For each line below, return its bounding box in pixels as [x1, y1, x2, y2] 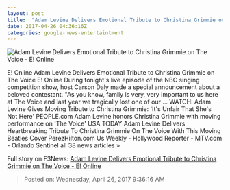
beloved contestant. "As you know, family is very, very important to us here [7, 91, 219, 99]
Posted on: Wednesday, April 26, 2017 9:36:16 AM [23, 176, 165, 184]
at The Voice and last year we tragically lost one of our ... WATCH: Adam [7, 97, 211, 106]
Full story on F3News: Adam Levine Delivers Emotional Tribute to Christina [7, 155, 217, 163]
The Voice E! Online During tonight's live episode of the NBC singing [7, 76, 200, 84]
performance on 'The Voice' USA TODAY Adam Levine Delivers [7, 119, 186, 128]
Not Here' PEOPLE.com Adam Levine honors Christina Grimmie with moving [7, 112, 221, 121]
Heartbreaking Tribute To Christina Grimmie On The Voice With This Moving [7, 127, 221, 135]
